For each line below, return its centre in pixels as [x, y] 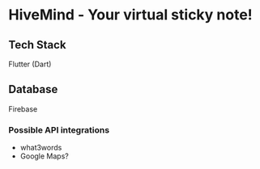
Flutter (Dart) [30, 64]
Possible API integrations [59, 129]
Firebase [23, 109]
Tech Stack [37, 45]
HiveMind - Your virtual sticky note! [130, 15]
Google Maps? [44, 156]
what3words [41, 148]
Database [33, 89]
